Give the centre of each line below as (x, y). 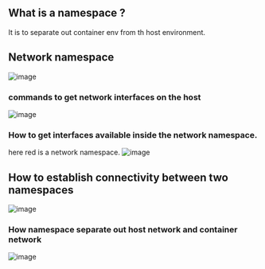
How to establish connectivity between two (118, 177)
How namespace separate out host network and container (123, 229)
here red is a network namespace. (64, 152)
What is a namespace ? (67, 13)
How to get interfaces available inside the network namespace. (133, 134)
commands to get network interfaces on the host (105, 97)
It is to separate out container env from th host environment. (107, 32)
